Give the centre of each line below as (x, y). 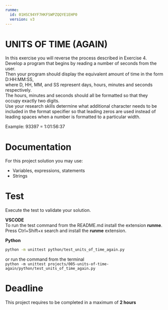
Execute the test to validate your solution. (48, 210)
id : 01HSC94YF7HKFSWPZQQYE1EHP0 (44, 15)
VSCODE (15, 220)
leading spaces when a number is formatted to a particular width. (73, 117)
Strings (20, 176)
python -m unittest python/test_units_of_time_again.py (65, 250)
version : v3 (22, 19)
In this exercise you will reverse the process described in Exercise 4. (76, 58)
